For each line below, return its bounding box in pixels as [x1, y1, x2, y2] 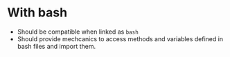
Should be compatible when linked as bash [17, 27, 139, 36]
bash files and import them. [17, 42, 96, 50]
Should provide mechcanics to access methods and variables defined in [17, 34, 224, 43]
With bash [7, 5, 68, 21]
